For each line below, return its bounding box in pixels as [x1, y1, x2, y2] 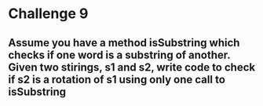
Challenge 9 [8, 5, 89, 23]
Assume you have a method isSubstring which [8, 36, 240, 49]
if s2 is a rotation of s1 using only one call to [8, 72, 226, 86]
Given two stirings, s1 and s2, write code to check [8, 60, 256, 74]
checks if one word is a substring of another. [8, 48, 231, 61]
